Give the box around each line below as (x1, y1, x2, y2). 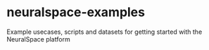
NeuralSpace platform (6, 35, 71, 43)
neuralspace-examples (6, 4, 146, 20)
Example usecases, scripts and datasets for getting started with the (6, 27, 203, 36)
